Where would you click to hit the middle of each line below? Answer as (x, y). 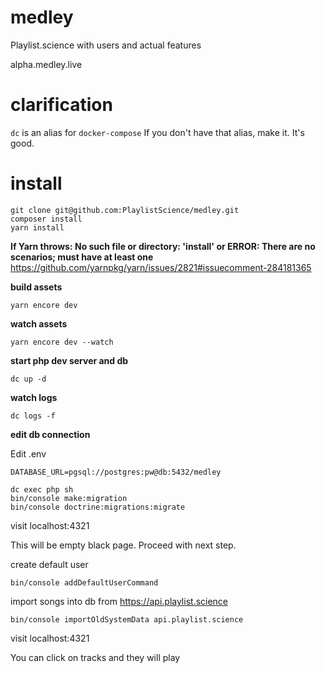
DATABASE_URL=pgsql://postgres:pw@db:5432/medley (116, 472)
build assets (36, 287)
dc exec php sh (42, 489)
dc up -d (28, 379)
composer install (46, 219)
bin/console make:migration (69, 498)
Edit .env (28, 453)
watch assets (39, 323)
